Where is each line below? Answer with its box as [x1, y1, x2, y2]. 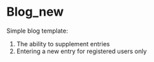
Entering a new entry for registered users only [16, 47, 147, 55]
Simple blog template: [6, 27, 68, 35]
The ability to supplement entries [16, 40, 111, 48]
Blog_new [6, 4, 64, 20]
